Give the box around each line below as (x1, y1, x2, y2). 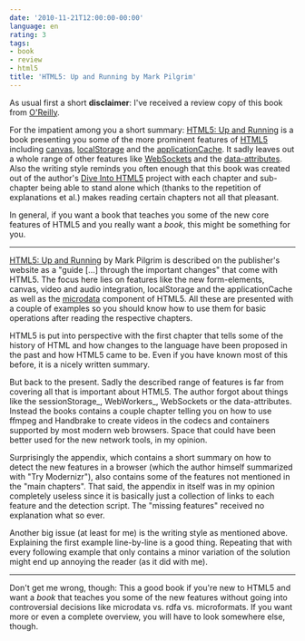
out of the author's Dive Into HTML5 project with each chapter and (9, 172, 259, 183)
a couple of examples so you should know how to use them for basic (9, 303, 267, 314)
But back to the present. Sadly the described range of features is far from (9, 376, 284, 387)
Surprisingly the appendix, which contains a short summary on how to (9, 452, 271, 462)
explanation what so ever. (9, 510, 105, 520)
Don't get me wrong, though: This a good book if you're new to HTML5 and (9, 582, 291, 593)
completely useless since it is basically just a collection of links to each (9, 490, 275, 501)
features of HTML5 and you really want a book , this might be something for (9, 219, 290, 229)
